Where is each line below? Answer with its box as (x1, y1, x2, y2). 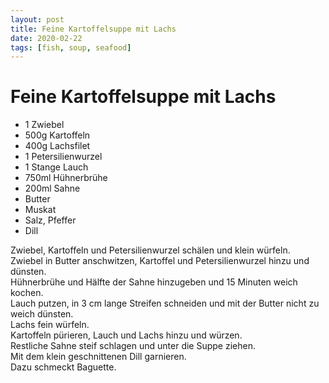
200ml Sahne (24, 182, 81, 195)
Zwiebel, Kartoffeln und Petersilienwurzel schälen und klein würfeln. (10, 244, 291, 256)
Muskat (24, 204, 57, 216)
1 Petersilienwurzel (24, 151, 103, 163)
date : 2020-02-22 (10, 33, 83, 43)
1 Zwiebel (24, 119, 65, 131)
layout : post (10, 14, 65, 25)
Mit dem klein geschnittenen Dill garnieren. (10, 351, 187, 363)
